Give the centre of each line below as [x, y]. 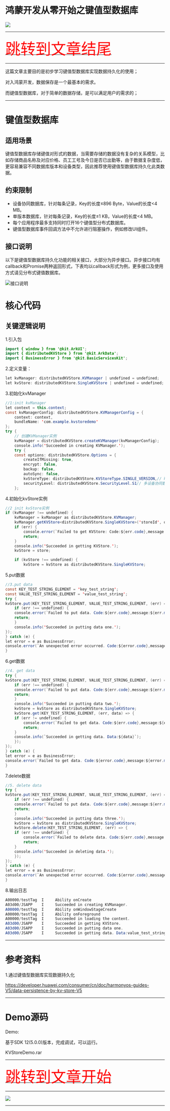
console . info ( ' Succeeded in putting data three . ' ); [70, 818]
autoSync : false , [41, 474]
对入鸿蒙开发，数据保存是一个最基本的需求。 [52, 82]
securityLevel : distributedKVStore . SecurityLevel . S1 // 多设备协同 [93, 483]
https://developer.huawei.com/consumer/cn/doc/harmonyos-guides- [77, 985]
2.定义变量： [18, 369]
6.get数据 [15, 661]
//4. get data [20, 671]
